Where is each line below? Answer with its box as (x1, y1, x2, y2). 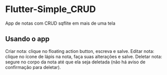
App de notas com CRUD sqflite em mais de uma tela (5, 20, 116, 26)
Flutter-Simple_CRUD (5, 4, 96, 15)
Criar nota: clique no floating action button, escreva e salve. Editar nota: (5, 48, 155, 54)
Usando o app (5, 35, 50, 43)
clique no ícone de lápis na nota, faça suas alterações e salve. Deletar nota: (5, 53, 162, 59)
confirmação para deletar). (5, 64, 62, 70)
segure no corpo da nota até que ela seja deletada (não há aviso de (5, 59, 146, 65)
